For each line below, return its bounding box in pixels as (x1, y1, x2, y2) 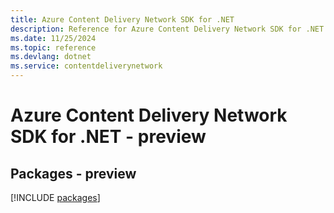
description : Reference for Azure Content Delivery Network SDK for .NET (10, 24, 325, 34)
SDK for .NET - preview (10, 126, 207, 148)
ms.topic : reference (10, 42, 97, 53)
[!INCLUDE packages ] (10, 192, 101, 203)
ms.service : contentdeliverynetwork (10, 61, 163, 71)
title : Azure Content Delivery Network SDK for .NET (10, 14, 235, 25)
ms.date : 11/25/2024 (10, 33, 97, 43)
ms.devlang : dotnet (10, 52, 92, 62)
